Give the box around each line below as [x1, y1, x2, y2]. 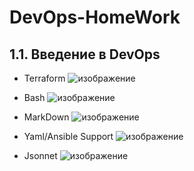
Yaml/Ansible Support [23, 131, 114, 142]
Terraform [23, 72, 66, 84]
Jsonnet [23, 150, 58, 161]
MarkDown [23, 111, 70, 123]
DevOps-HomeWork [9, 6, 181, 29]
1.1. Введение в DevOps [9, 46, 161, 63]
